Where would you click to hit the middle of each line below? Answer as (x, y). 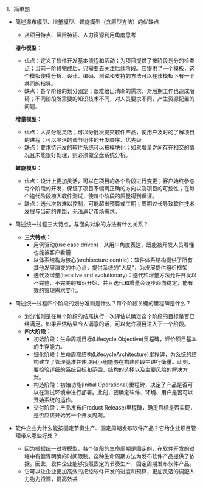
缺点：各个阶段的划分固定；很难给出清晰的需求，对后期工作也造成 (107, 91)
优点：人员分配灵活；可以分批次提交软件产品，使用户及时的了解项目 (109, 132)
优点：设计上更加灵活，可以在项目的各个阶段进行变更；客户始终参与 (109, 181)
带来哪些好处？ (39, 436)
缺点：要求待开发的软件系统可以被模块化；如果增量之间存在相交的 (107, 147)
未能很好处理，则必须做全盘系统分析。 (83, 155)
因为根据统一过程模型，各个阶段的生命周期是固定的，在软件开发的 (107, 448)
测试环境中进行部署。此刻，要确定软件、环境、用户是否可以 (119, 392)
